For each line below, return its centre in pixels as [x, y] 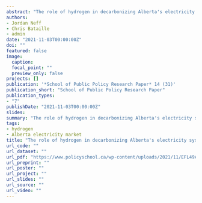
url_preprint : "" [28, 163]
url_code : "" [23, 146]
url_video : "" [24, 190]
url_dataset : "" [26, 151]
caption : [23, 62]
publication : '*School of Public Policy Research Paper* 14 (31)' [91, 85]
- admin [16, 34]
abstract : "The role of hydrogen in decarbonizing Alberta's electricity [101, 12]
